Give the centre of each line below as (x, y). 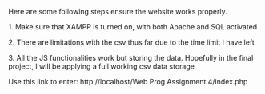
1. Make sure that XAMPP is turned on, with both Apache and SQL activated (133, 27)
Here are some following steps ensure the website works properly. (118, 12)
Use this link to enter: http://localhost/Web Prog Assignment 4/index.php (128, 82)
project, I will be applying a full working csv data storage (101, 66)
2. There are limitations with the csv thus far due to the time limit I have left (131, 42)
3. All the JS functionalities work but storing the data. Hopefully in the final (131, 58)
